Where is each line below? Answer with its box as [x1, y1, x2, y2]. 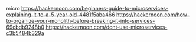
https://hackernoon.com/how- [116, 11, 190, 18]
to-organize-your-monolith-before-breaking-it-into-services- [6, 17, 155, 24]
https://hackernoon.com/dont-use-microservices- [45, 23, 168, 30]
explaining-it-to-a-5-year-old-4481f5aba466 [6, 11, 115, 18]
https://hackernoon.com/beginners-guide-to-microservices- [21, 5, 169, 12]
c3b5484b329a [6, 30, 44, 37]
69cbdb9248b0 [6, 23, 45, 30]
